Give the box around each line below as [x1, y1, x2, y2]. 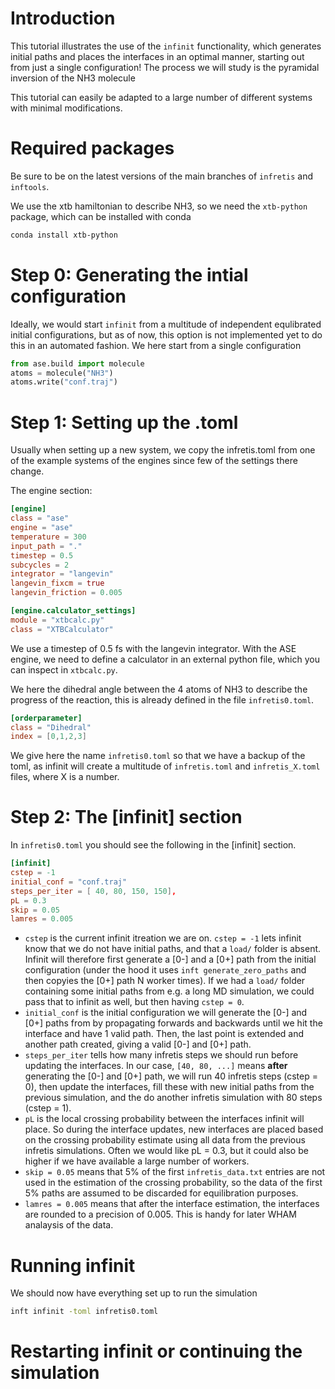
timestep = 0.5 [10, 550, 74, 561]
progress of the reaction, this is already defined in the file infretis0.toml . [10, 693, 315, 706]
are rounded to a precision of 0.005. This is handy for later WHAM [24, 1208, 297, 1221]
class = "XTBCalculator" [10, 624, 114, 634]
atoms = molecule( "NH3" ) [10, 368, 114, 378]
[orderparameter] [10, 713, 83, 723]
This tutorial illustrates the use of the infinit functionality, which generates [10, 40, 322, 52]
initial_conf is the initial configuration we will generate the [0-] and [24, 1007, 308, 1019]
